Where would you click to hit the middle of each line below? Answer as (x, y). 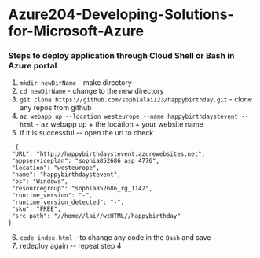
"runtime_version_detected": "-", (68, 202)
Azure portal (33, 66)
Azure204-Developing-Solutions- (121, 15)
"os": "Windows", (40, 182)
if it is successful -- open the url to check (86, 133)
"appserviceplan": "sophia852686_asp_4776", (85, 161)
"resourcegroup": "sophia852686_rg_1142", (82, 189)
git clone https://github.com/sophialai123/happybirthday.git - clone (136, 99)
